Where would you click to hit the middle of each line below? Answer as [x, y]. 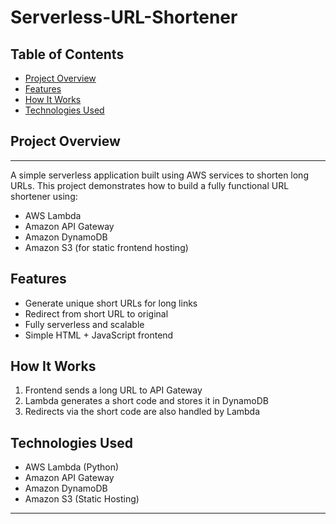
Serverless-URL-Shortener [124, 17]
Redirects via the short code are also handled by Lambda [142, 412]
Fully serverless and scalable [84, 324]
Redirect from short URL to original [96, 313]
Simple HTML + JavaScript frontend [99, 335]
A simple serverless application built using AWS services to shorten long [159, 175]
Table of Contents [67, 54]
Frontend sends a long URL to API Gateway [113, 390]
